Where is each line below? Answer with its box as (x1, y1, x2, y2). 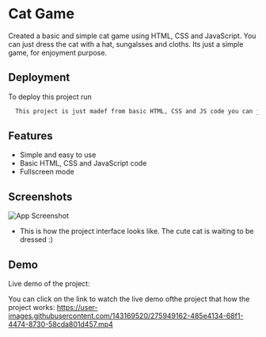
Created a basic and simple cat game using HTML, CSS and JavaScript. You (8, 31, 256, 40)
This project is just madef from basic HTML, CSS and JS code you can (15, 107, 253, 115)
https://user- (56, 303, 98, 312)
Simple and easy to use (19, 150, 97, 159)
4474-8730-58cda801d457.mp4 (8, 320, 113, 329)
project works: (8, 303, 55, 312)
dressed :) (19, 235, 54, 244)
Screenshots (8, 190, 73, 203)
